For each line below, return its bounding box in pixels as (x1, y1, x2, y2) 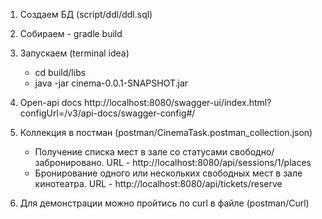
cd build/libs (34, 67, 87, 78)
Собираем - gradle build (19, 28, 123, 39)
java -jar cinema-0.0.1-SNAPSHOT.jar (34, 77, 189, 89)
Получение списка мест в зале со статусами (34, 146, 228, 158)
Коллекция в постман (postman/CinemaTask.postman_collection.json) (19, 127, 313, 138)
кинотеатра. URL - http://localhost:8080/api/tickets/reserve (34, 178, 283, 189)
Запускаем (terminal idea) (19, 47, 130, 59)
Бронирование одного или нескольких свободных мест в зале (34, 167, 303, 179)
